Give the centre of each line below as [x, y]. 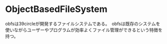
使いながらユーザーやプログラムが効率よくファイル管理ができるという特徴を [84, 30]
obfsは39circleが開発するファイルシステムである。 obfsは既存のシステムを [83, 23]
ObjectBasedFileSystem [56, 9]
